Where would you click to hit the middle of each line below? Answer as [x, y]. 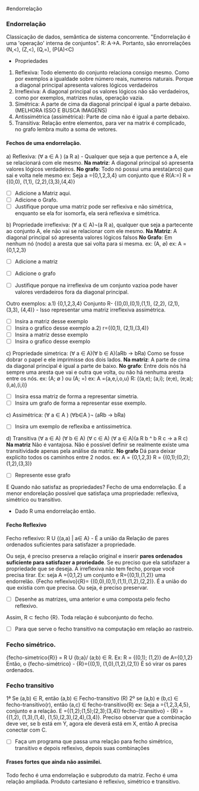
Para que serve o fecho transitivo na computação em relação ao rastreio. [104, 629]
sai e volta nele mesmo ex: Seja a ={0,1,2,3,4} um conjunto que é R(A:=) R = [99, 175]
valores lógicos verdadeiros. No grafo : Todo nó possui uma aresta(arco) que [100, 169]
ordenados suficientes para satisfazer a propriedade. [71, 544]
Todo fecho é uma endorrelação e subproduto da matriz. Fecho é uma [92, 775]
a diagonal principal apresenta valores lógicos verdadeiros [86, 85]
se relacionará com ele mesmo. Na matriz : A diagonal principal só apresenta [100, 162]
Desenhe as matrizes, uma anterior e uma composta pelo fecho [92, 599]
